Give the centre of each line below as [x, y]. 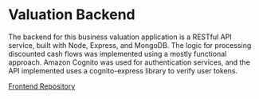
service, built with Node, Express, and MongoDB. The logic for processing [130, 45]
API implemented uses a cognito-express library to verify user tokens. [123, 70]
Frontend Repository [42, 86]
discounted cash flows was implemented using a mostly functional [118, 53]
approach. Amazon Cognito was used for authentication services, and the [129, 62]
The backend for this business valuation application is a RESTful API [120, 37]
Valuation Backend [72, 15]
